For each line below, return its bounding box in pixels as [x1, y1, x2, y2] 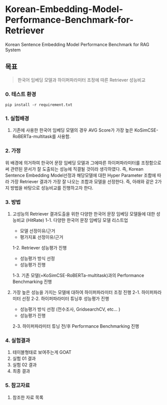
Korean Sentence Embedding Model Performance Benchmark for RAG [5, 41, 149, 47]
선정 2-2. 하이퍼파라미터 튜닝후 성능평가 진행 [21, 295, 109, 302]
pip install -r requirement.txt [5, 102, 72, 107]
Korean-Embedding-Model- [5, 4, 123, 15]
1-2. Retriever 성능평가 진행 [12, 244, 67, 250]
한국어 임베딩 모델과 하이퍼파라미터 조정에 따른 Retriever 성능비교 [17, 77, 146, 83]
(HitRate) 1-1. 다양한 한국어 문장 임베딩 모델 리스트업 [25, 217, 128, 223]
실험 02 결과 [12, 362, 37, 368]
